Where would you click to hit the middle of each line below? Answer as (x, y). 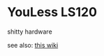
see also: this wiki (33, 45)
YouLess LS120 (52, 12)
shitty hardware (30, 31)
